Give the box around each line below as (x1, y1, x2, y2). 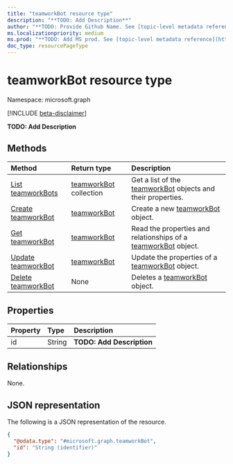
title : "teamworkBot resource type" (7, 10, 113, 17)
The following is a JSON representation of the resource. (7, 418, 166, 426)
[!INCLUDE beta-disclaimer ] (7, 109, 87, 117)
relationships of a (131, 232, 188, 242)
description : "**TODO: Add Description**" (7, 17, 132, 24)
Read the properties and (131, 223, 210, 233)
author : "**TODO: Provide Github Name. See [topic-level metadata (7, 23, 203, 30)
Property (10, 325, 41, 335)
